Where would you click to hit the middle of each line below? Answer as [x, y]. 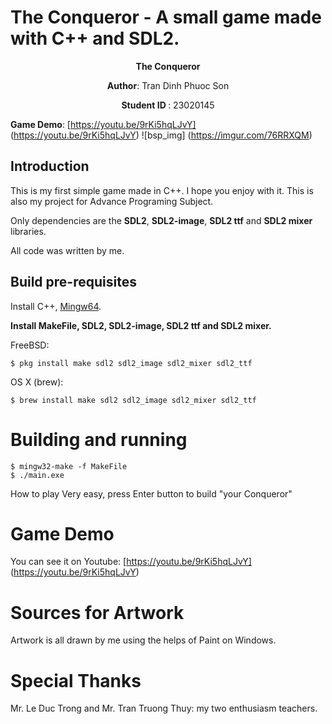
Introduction [50, 166]
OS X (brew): [37, 382]
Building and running [99, 439]
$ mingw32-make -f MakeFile [69, 466]
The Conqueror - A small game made [166, 17]
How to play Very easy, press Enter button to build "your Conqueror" [151, 493]
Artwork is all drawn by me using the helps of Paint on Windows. [143, 640]
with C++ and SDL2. [95, 38]
